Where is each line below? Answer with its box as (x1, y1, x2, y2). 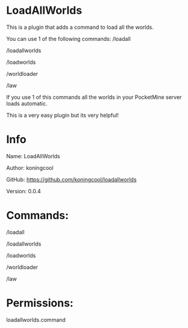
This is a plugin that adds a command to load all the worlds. (6, 23, 154, 31)
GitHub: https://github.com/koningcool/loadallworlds (6, 176, 137, 183)
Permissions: (6, 296, 74, 310)
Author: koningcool (6, 164, 54, 172)
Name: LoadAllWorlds (6, 152, 60, 159)
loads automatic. (6, 100, 48, 107)
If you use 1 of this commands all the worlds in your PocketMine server (6, 93, 182, 101)
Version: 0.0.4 (6, 187, 41, 194)
